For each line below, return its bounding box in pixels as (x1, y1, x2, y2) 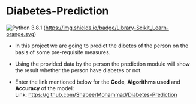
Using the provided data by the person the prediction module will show (14, 60, 191, 67)
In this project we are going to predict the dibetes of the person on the (14, 42, 189, 49)
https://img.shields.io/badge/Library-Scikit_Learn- (45, 24, 170, 31)
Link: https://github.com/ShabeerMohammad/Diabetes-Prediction (14, 91, 177, 98)
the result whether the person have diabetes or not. (14, 66, 142, 73)
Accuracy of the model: (14, 84, 74, 91)
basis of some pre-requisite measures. (14, 48, 111, 55)
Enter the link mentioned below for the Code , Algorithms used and (14, 78, 181, 85)
